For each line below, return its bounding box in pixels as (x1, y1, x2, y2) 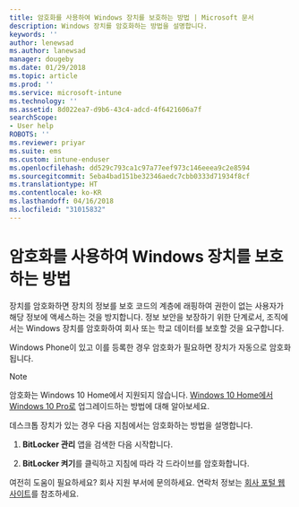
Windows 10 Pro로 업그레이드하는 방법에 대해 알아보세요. (9, 400, 210, 411)
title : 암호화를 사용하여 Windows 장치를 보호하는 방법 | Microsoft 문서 (9, 13, 254, 22)
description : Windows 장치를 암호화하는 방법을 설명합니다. (9, 22, 209, 31)
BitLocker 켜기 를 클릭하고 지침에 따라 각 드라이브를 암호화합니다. (21, 458, 250, 468)
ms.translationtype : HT (9, 180, 98, 189)
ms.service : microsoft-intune (9, 88, 123, 97)
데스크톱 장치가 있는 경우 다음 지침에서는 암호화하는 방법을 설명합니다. (9, 419, 253, 431)
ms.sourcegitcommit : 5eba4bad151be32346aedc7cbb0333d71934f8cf (9, 171, 251, 180)
